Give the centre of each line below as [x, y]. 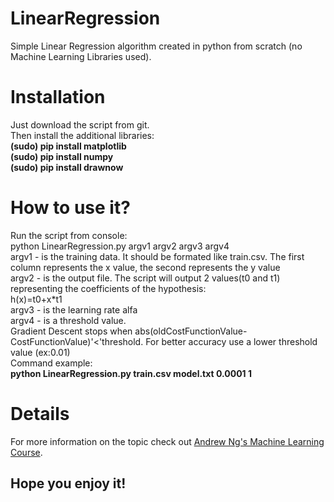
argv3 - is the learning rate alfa [74, 309]
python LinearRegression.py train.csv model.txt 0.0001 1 [131, 373]
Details [40, 414]
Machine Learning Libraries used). [81, 56]
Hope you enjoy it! [68, 483]
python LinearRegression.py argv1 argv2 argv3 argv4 [120, 246]
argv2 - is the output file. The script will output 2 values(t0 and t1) [145, 278]
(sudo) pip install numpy [62, 156]
